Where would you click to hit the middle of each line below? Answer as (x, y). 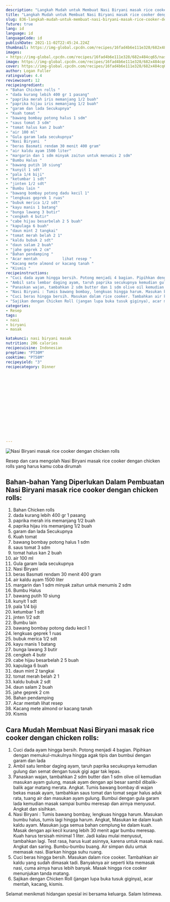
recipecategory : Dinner (31, 367)
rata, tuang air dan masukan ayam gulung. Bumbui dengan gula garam (86, 798)
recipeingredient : (25, 85)
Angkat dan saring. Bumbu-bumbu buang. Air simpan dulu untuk (80, 846)
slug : (11, 19)
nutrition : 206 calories (32, 343)
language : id (19, 33)
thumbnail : (17, 48)
